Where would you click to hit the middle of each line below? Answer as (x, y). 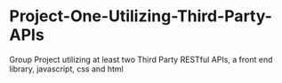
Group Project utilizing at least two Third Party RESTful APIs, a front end (141, 59)
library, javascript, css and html (67, 69)
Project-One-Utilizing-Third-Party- (141, 16)
